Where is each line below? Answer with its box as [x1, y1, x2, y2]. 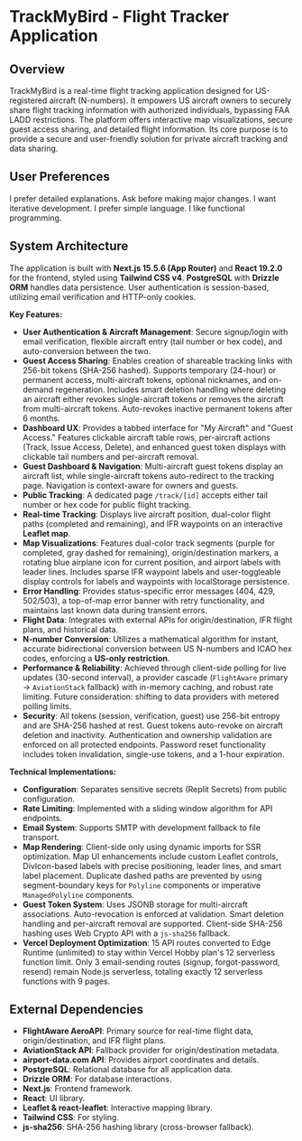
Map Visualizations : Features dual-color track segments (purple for [22, 538, 275, 548]
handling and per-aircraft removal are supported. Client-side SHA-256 [22, 918, 283, 929]
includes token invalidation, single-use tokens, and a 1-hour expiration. [22, 748, 286, 760]
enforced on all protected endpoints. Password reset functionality [22, 739, 267, 750]
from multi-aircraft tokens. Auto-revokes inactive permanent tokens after [22, 403, 293, 414]
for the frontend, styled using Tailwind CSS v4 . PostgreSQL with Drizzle [9, 272, 279, 283]
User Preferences [9, 169, 110, 184]
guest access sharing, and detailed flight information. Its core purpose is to [9, 124, 288, 135]
